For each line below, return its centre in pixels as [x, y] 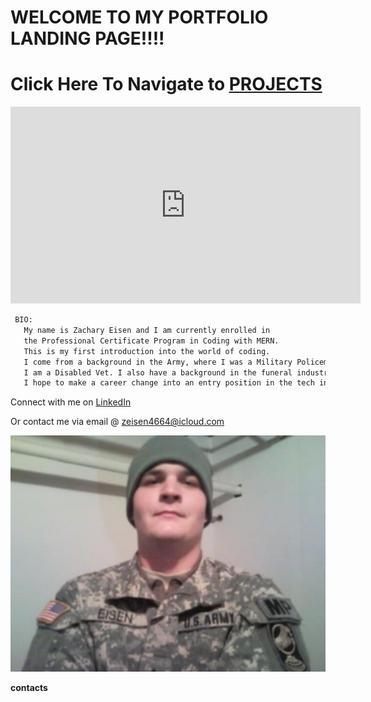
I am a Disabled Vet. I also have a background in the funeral [158, 372]
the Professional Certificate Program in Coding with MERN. [151, 341]
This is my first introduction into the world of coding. [147, 351]
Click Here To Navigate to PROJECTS [166, 84]
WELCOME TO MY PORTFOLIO [139, 17]
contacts [29, 688]
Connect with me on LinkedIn [71, 402]
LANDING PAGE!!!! [87, 38]
